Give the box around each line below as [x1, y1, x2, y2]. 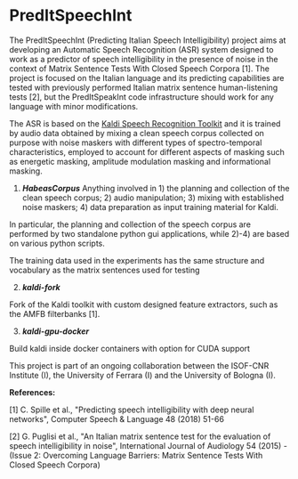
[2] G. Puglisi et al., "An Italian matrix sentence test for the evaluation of [9, 431, 271, 442]
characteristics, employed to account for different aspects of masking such [9, 146, 285, 157]
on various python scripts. [9, 238, 105, 248]
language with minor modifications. [9, 101, 139, 111]
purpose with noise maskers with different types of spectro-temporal [9, 137, 262, 148]
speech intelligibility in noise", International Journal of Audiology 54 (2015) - [9, 440, 287, 451]
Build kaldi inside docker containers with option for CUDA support [9, 343, 251, 353]
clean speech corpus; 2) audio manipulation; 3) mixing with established [21, 192, 285, 203]
